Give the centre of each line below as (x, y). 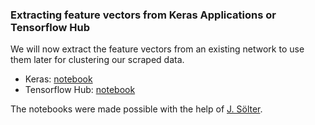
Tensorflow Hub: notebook (80, 90)
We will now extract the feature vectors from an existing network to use (157, 49)
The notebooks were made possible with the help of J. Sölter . (136, 109)
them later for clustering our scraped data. (97, 60)
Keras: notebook (58, 79)
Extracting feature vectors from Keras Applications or (143, 15)
